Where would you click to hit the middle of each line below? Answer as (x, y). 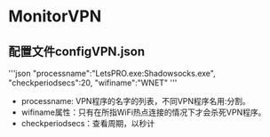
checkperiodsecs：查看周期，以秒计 (88, 123)
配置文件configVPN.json (77, 51)
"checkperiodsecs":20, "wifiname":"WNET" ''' (93, 83)
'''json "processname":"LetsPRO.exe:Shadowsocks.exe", (112, 73)
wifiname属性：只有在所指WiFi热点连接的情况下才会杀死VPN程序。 (143, 112)
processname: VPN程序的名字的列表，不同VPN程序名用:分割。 (135, 101)
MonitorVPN (55, 16)
